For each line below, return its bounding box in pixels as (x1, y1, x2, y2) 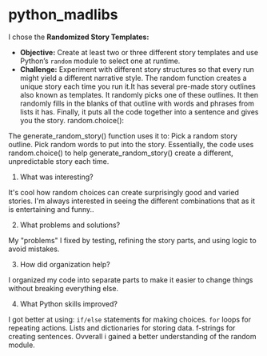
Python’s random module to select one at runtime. (19, 56, 181, 66)
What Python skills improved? (19, 298, 118, 309)
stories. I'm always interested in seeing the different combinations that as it (8, 196, 256, 206)
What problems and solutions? (19, 220, 121, 230)
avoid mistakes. (8, 244, 60, 254)
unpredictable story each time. (8, 156, 110, 166)
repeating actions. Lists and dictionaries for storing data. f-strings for (8, 322, 236, 333)
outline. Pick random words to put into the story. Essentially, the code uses (8, 139, 254, 149)
